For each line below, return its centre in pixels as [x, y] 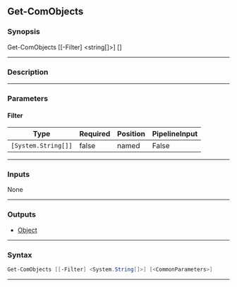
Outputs [22, 214]
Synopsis [24, 32]
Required [95, 134]
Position [132, 134]
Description [28, 72]
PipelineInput [175, 134]
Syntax [20, 255]
